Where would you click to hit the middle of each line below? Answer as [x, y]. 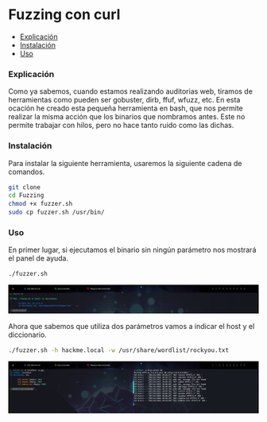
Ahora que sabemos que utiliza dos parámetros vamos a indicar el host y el [132, 326]
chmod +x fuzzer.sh [41, 204]
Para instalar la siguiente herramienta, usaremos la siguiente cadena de [125, 163]
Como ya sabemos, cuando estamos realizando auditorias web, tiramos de [130, 91]
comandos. [27, 172]
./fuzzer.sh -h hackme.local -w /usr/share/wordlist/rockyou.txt [118, 350]
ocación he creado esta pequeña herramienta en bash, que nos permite [126, 108]
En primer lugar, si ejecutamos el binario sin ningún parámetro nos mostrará [132, 250]
